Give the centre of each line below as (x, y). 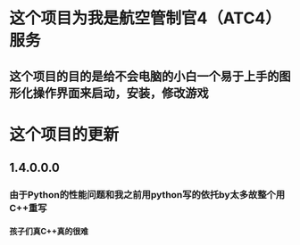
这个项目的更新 (64, 134)
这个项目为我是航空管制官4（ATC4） (145, 18)
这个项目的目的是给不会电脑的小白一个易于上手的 (144, 76)
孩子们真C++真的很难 (49, 231)
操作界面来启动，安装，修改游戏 (121, 93)
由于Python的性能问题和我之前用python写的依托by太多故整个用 (147, 195)
